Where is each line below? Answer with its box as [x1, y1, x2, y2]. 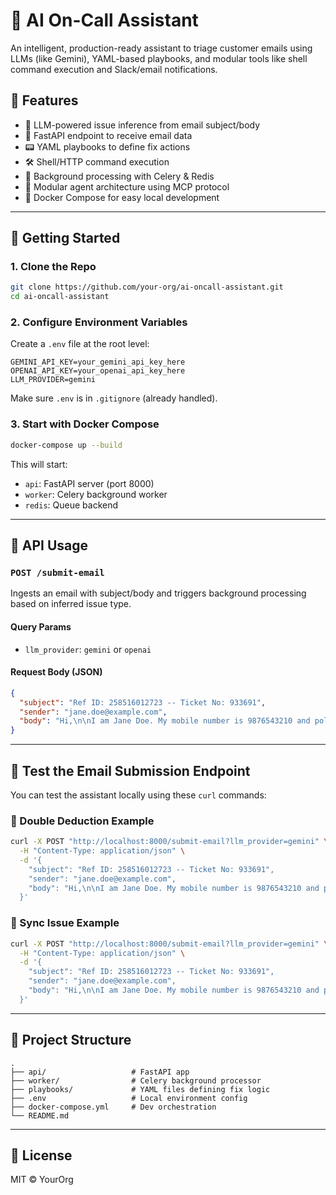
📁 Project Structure [10, 1032, 132, 1049]
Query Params [10, 620, 72, 633]
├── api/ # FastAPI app [10, 1067, 190, 1077]
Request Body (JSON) [10, 666, 103, 678]
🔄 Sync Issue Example [10, 916, 120, 930]
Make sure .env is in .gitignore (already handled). [10, 392, 218, 404]
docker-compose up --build [10, 440, 123, 450]
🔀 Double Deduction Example [10, 814, 155, 828]
